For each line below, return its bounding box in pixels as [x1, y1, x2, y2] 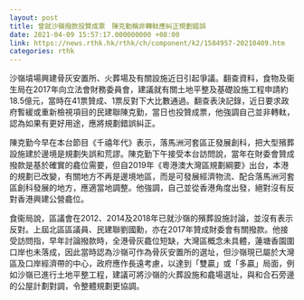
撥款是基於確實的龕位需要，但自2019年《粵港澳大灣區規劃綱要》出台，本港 [9, 160, 290, 171]
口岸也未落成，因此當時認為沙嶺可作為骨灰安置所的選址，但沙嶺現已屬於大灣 [9, 247, 295, 258]
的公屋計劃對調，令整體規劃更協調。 [9, 281, 145, 292]
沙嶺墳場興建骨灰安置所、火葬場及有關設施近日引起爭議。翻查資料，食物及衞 [9, 73, 295, 84]
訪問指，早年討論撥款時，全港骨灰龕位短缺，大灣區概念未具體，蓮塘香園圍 [16, 236, 295, 247]
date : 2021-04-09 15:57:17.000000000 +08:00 [9, 30, 180, 39]
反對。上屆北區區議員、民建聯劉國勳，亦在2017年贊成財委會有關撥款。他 [9, 224, 280, 235]
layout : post [9, 13, 59, 23]
